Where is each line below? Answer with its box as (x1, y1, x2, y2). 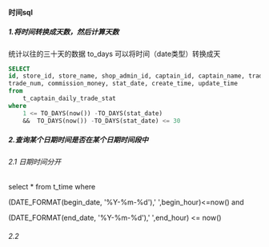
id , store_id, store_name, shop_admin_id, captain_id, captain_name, (8, 72, 246, 80)
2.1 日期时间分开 (8, 157, 62, 166)
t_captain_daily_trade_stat (22, 94, 116, 103)
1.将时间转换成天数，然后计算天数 (8, 27, 119, 37)
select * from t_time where (8, 182, 96, 192)
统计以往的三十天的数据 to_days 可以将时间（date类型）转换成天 (8, 49, 221, 58)
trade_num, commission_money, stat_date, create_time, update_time (8, 80, 239, 88)
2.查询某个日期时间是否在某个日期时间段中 (8, 135, 149, 145)
